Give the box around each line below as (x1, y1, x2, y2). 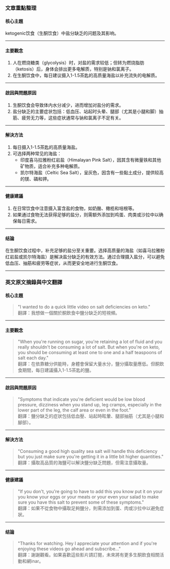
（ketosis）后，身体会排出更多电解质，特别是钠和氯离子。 (12, 66, 134, 72)
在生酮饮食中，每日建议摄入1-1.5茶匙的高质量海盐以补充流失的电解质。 (12, 72, 160, 79)
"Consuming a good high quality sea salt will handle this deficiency (17, 448, 158, 454)
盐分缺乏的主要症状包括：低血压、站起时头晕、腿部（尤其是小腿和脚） (12, 108, 159, 115)
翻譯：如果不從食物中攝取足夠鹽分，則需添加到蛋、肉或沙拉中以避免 (17, 505, 160, 511)
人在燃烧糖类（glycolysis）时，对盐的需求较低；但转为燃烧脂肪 (12, 60, 145, 66)
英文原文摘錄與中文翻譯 (5, 279, 62, 286)
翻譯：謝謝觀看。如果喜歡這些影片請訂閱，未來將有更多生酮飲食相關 (17, 552, 160, 558)
